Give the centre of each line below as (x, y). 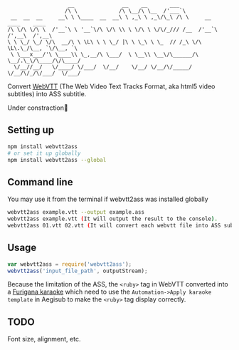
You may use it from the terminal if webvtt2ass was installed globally (108, 199)
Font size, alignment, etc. (44, 339)
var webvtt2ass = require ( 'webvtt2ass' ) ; (70, 264)
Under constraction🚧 (38, 108)
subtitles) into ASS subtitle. (47, 94)
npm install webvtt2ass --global (57, 160)
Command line (40, 182)
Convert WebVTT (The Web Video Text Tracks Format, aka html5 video (111, 86)
